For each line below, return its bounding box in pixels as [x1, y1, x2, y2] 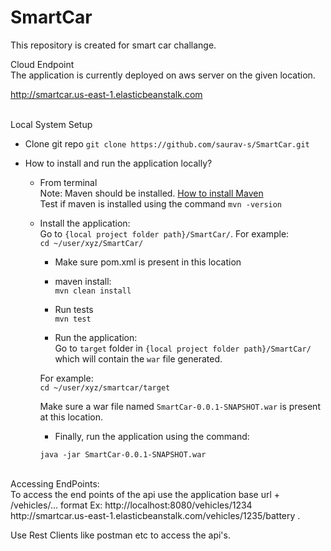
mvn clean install [54, 286, 132, 296]
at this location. [39, 411, 103, 423]
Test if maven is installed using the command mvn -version [39, 197, 283, 210]
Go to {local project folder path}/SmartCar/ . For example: [39, 227, 290, 240]
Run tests [54, 303, 94, 315]
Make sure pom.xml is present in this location [54, 256, 242, 268]
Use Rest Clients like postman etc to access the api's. [10, 529, 231, 541]
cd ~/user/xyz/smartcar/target [39, 382, 171, 393]
